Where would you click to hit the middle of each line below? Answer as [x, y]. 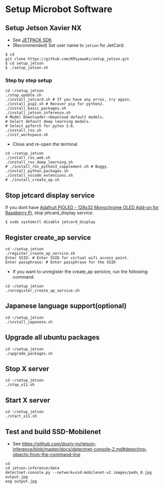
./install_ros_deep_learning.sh [39, 162]
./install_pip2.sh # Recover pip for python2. [55, 104]
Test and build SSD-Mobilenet [53, 432]
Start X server [28, 400]
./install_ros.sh [23, 130]
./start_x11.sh [21, 416]
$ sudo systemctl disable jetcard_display [50, 222]
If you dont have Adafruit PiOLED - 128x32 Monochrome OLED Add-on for [82, 207]
